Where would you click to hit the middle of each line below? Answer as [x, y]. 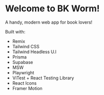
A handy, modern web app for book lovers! [49, 22]
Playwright [23, 72]
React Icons [25, 83]
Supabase [23, 62]
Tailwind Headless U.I [34, 52]
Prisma [20, 57]
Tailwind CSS [26, 46]
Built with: [15, 32]
